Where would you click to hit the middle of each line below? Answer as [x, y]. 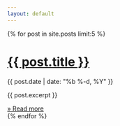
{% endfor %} [27, 115]
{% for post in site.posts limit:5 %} [57, 34]
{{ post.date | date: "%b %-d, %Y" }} [60, 81]
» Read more [25, 108]
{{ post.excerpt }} [32, 94]
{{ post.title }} [48, 62]
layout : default [31, 14]
